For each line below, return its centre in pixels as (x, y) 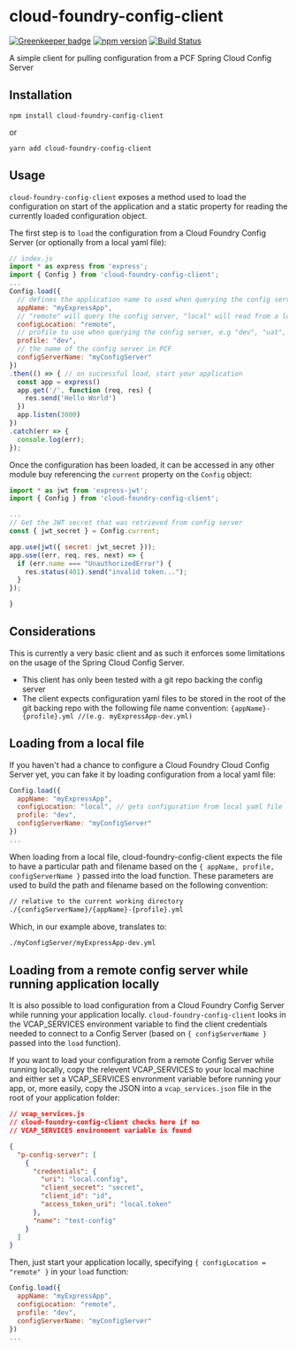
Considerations (53, 632)
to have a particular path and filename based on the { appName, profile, (142, 866)
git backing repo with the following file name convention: (125, 708)
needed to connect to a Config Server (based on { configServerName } (138, 1034)
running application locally (84, 984)
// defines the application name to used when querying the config (144, 299)
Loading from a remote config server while (129, 970)
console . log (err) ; (51, 439)
